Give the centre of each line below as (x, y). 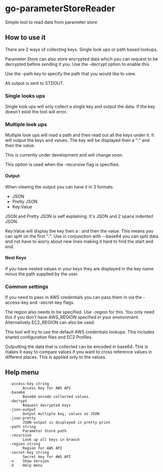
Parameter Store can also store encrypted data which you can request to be (81, 59)
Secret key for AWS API (47, 457)
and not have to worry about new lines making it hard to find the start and (79, 241)
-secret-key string (29, 452)
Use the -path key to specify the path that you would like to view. (70, 74)
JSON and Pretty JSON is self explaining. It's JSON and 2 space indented (79, 216)
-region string (25, 444)
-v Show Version (29, 461)
